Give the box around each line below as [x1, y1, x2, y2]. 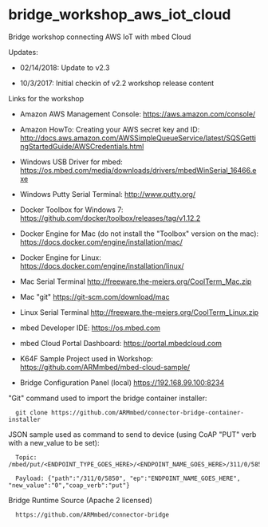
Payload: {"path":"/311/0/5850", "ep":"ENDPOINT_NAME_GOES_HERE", [15, 474, 241, 482]
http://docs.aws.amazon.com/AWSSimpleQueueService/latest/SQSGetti [19, 133, 257, 143]
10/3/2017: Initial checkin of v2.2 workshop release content [19, 78, 214, 88]
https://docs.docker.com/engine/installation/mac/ [19, 237, 183, 246]
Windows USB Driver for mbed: [19, 157, 124, 167]
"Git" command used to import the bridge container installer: [8, 393, 207, 403]
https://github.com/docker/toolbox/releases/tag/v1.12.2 [19, 213, 201, 222]
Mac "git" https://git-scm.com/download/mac [19, 292, 170, 301]
